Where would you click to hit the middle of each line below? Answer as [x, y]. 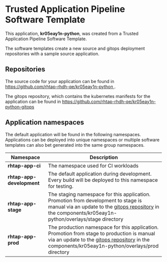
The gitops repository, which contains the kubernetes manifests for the [78, 96]
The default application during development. [100, 174]
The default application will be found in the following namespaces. [73, 134]
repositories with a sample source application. [52, 54]
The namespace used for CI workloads [93, 166]
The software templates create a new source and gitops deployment [75, 48]
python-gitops [20, 107]
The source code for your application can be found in [60, 81]
